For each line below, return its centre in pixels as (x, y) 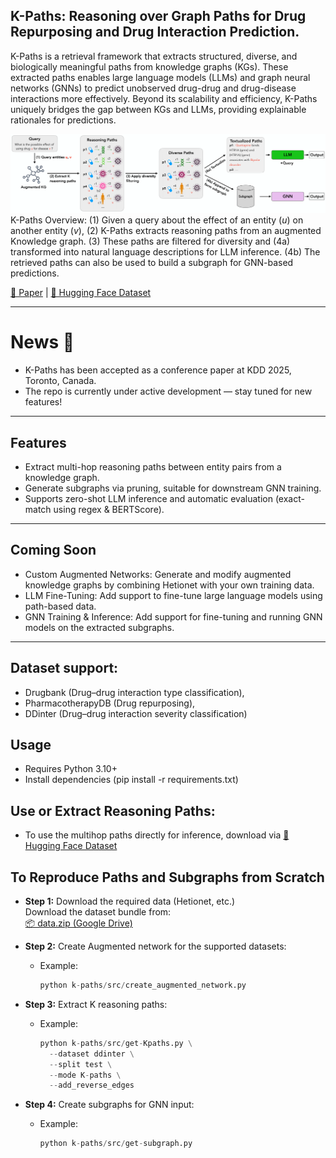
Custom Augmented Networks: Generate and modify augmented (158, 574)
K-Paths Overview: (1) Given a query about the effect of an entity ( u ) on (157, 220)
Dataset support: (64, 668)
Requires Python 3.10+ (71, 769)
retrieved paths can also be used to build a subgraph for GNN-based (152, 263)
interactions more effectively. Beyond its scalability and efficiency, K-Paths (164, 98)
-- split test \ (80, 1064)
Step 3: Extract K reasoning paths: (96, 1004)
